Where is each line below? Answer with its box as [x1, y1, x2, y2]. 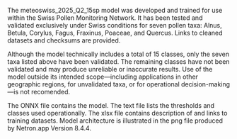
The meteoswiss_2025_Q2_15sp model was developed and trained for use [7, 6, 223, 14]
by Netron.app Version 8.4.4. [7, 124, 92, 132]
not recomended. [20, 88, 71, 96]
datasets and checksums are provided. [7, 36, 121, 45]
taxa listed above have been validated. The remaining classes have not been [7, 57, 230, 66]
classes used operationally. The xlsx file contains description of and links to [7, 109, 228, 117]
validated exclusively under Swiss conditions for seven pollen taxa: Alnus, [7, 21, 223, 29]
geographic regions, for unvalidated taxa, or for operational [7, 80, 180, 88]
